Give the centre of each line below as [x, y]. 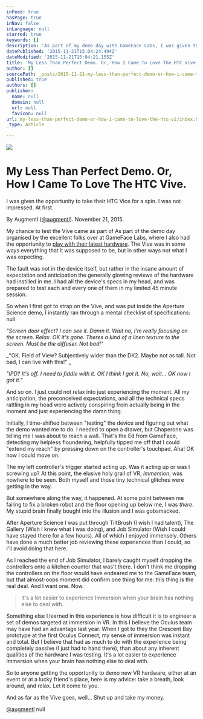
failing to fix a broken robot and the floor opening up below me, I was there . [100, 505]
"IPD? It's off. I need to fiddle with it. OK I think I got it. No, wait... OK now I [98, 374]
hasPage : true [24, 18]
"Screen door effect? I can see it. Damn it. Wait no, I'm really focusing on [97, 331]
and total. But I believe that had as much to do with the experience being [96, 642]
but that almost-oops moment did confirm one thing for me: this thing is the [100, 579]
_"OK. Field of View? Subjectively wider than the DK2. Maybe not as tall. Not [101, 356]
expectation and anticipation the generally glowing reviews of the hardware [100, 275]
